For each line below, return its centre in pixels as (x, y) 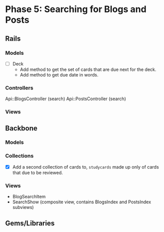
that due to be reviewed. (38, 173)
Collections (20, 156)
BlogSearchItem (29, 197)
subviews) (23, 207)
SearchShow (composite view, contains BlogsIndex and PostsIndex (82, 202)
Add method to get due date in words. (59, 74)
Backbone (21, 128)
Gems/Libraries (30, 223)
